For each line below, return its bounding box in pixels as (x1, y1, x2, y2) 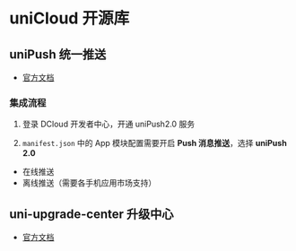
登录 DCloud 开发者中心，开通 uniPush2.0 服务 (22, 118, 196, 130)
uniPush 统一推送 (9, 47, 107, 62)
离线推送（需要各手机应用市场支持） (22, 177, 157, 188)
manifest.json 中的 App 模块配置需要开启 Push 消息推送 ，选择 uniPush (22, 138, 287, 149)
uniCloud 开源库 (9, 8, 130, 29)
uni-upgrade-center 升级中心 (9, 206, 174, 221)
